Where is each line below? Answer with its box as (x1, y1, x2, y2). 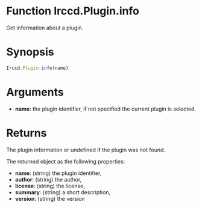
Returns (6, 126, 47, 139)
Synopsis (6, 45, 54, 59)
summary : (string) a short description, (14, 188, 111, 196)
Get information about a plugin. (6, 24, 84, 31)
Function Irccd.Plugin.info (6, 4, 140, 18)
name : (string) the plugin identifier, (14, 170, 102, 177)
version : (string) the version (14, 195, 86, 202)
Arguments (6, 85, 65, 99)
